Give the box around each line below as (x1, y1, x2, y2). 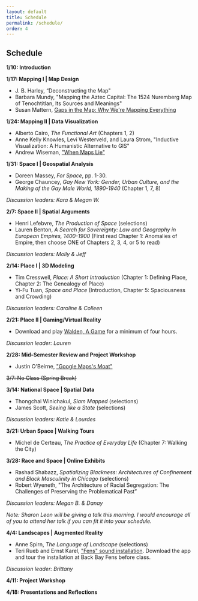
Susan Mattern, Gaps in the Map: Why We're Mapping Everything (14, 106, 176, 114)
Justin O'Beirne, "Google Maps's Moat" (14, 363, 113, 370)
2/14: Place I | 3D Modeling (6, 262, 74, 269)
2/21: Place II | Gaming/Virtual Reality (6, 316, 101, 323)
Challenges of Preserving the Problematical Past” (14, 488, 137, 495)
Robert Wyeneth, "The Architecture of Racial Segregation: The (14, 481, 169, 489)
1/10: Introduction (6, 64, 51, 71)
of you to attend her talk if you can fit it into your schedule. (6, 517, 152, 525)
